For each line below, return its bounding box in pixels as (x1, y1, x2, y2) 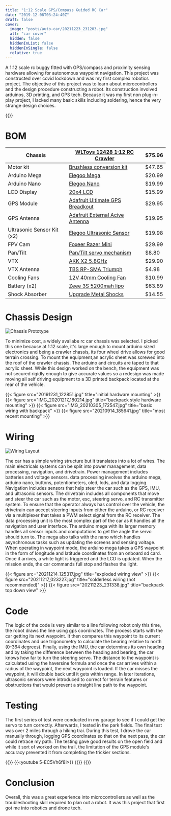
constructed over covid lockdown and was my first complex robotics (5, 75, 149, 81)
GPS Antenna (8, 215, 40, 222)
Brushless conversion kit (68, 164, 128, 171)
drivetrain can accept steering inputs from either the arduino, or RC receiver (5, 507, 164, 513)
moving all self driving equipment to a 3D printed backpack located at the (5, 376, 159, 382)
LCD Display (8, 189, 37, 196)
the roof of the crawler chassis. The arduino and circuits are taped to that (5, 360, 159, 366)
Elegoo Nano (68, 180, 100, 187)
